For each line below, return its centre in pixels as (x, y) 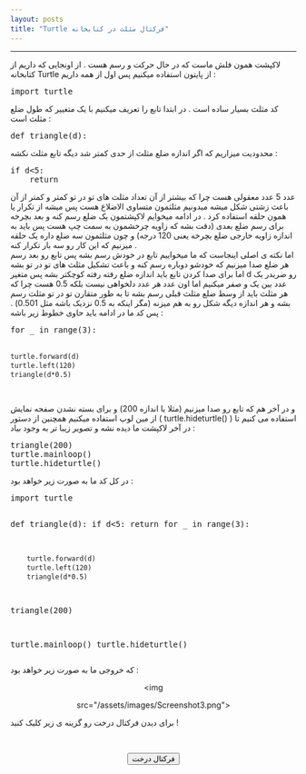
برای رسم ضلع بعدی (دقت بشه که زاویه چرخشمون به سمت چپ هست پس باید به (147, 225)
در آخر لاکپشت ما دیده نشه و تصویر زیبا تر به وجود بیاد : (103, 428)
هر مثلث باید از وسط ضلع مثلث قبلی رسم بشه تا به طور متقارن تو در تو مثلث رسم (149, 293)
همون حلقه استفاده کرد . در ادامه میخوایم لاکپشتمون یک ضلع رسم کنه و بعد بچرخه (148, 216)
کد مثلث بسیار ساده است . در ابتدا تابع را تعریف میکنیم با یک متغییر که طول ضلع (144, 108)
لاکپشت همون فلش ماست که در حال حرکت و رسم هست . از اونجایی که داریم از (145, 64)
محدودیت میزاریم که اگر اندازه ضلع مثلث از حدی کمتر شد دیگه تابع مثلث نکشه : (144, 153)
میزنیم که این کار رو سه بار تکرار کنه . (74, 244)
